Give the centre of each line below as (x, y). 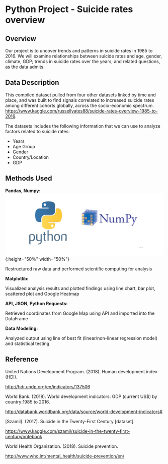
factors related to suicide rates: (37, 131)
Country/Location (31, 157)
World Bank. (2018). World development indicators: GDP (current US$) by (81, 396)
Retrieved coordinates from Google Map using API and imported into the (80, 313)
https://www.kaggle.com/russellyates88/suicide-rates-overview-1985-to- (81, 111)
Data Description (32, 82)
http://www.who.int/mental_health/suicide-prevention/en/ (65, 456)
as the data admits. (25, 67)
